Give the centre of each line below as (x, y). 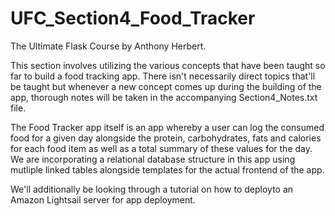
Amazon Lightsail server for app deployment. (103, 199)
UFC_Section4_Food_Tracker (133, 18)
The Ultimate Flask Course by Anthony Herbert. (108, 46)
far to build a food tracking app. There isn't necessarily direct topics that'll (163, 76)
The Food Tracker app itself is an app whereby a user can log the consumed (167, 127)
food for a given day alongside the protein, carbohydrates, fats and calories (166, 138)
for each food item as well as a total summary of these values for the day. (161, 148)
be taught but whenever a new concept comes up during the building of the (166, 86)
